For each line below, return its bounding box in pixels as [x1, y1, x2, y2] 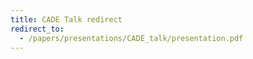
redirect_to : [10, 24, 65, 34]
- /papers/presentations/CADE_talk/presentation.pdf [19, 33, 244, 43]
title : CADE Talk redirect [10, 14, 123, 25]
